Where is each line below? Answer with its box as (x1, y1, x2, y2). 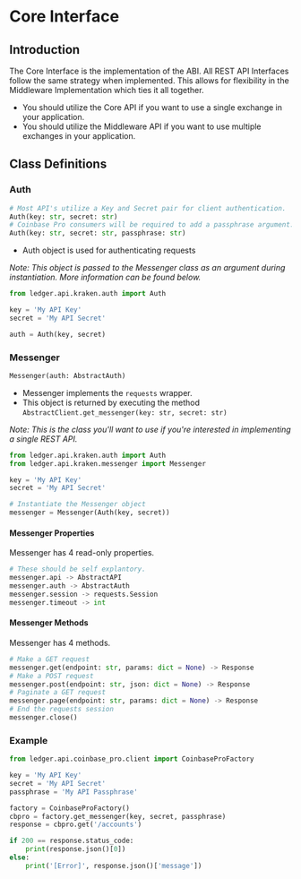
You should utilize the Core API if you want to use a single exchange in (21, 102, 282, 113)
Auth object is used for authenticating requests (21, 245, 196, 256)
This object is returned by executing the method (21, 397, 200, 408)
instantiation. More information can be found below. (9, 271, 202, 283)
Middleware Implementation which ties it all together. (9, 85, 204, 95)
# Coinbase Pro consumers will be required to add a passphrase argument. (9, 220, 295, 229)
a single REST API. (9, 433, 78, 444)
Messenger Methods (9, 617, 89, 628)
